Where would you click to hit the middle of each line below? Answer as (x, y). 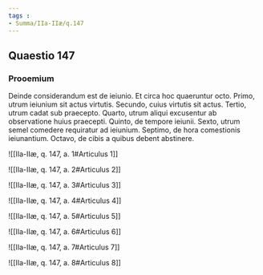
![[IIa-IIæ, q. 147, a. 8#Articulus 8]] (65, 263)
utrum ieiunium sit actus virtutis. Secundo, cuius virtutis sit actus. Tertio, (127, 104)
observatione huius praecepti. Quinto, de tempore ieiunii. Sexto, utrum (124, 122)
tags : (19, 16)
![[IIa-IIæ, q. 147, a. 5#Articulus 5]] (65, 216)
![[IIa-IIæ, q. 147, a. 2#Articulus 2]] (65, 170)
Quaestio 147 (42, 56)
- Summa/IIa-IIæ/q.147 (46, 23)
